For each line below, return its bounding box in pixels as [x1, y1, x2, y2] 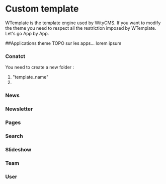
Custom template [5, 3, 79, 15]
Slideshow [5, 146, 32, 153]
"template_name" [12, 74, 49, 80]
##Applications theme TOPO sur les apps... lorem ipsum [5, 40, 122, 46]
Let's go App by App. [5, 30, 49, 36]
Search [5, 132, 24, 139]
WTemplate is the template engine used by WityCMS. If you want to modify [5, 20, 161, 26]
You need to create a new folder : [5, 64, 74, 71]
